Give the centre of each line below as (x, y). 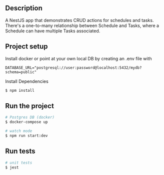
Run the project (29, 106)
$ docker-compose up (27, 122)
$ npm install (20, 90)
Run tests (20, 151)
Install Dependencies (27, 81)
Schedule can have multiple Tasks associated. (53, 31)
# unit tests (19, 163)
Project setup (27, 47)
